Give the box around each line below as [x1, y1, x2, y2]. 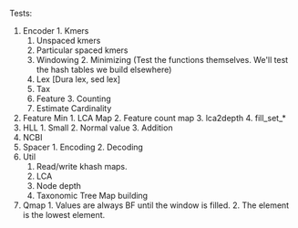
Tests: [9, 8, 33, 18]
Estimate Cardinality [36, 103, 112, 113]
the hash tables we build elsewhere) [36, 64, 172, 75]
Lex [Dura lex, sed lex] [36, 74, 121, 85]
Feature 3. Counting [36, 93, 111, 104]
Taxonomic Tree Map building [36, 191, 149, 201]
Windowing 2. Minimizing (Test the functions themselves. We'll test [36, 55, 289, 65]
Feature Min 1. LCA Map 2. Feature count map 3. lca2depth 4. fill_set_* [22, 113, 287, 123]
